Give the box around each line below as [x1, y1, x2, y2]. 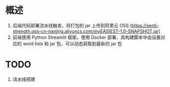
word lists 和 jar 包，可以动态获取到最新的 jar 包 [22, 40, 122, 46]
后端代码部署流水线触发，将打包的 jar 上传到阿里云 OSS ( [12, 22, 132, 28]
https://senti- [131, 22, 159, 28]
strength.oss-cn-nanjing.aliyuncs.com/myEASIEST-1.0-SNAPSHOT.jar [12, 28, 159, 34]
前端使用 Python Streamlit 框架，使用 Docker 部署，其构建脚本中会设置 [12, 34, 161, 40]
